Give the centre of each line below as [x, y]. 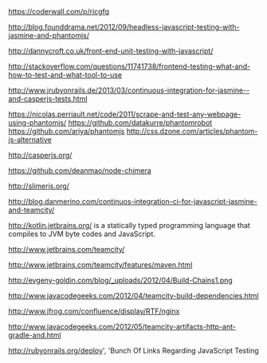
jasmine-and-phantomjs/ [49, 36]
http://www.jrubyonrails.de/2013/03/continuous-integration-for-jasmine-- [129, 90]
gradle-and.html [35, 335]
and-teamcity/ [31, 210]
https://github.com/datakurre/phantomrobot [140, 122]
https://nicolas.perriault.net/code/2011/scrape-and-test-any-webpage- [125, 114]
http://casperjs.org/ [40, 155]
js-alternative [30, 140]
